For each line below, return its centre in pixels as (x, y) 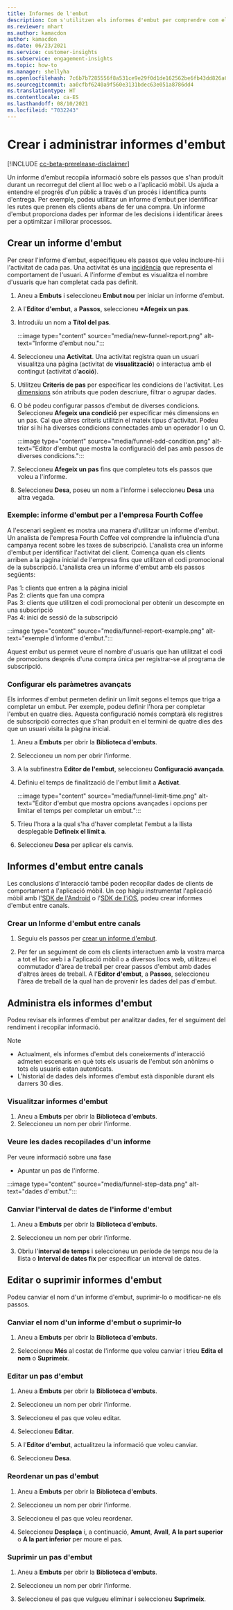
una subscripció (30, 610)
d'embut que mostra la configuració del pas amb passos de (138, 448)
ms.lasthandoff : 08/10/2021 (48, 104)
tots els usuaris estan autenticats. (65, 1069)
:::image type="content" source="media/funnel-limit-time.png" (107, 796)
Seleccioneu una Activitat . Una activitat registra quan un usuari (108, 356)
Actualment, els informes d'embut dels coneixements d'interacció (111, 1054)
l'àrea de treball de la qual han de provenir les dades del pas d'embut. (117, 981)
